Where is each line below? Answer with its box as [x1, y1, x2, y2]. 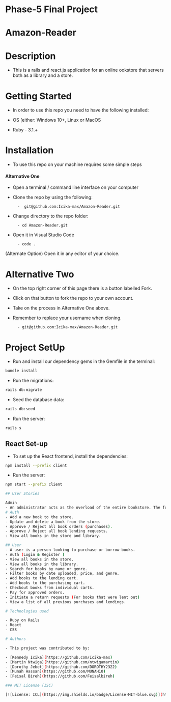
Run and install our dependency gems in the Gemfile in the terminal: [12, 358, 155, 364]
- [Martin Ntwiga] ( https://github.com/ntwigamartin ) [5, 659, 120, 665]
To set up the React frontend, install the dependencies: [12, 453, 128, 459]
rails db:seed [5, 406, 36, 412]
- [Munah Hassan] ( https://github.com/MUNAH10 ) [5, 669, 106, 674]
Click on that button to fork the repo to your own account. [12, 295, 134, 301]
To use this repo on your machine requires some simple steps [12, 161, 142, 167]
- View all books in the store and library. [5, 533, 101, 539]
